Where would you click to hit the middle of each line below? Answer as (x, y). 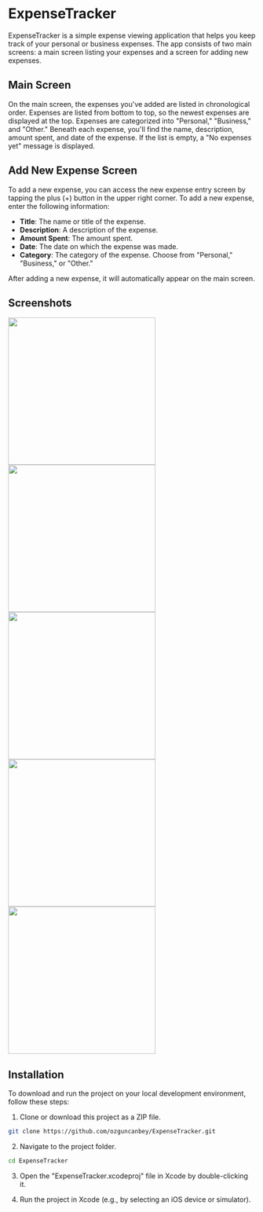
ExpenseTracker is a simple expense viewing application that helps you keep (132, 35)
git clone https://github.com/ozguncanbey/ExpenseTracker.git (112, 1132)
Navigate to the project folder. (68, 1147)
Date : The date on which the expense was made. (99, 246)
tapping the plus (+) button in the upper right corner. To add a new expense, (131, 198)
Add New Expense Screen (73, 171)
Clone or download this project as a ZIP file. (90, 1117)
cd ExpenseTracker (38, 1161)
